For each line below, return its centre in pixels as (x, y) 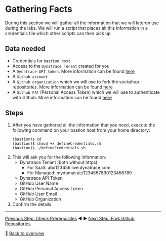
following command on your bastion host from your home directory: (81, 130)
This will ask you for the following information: (59, 157)
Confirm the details (32, 204)
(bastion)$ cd (27, 139)
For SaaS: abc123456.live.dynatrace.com (69, 167)
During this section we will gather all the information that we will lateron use (82, 23)
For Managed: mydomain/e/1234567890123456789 (80, 173)
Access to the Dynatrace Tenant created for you (61, 66)
